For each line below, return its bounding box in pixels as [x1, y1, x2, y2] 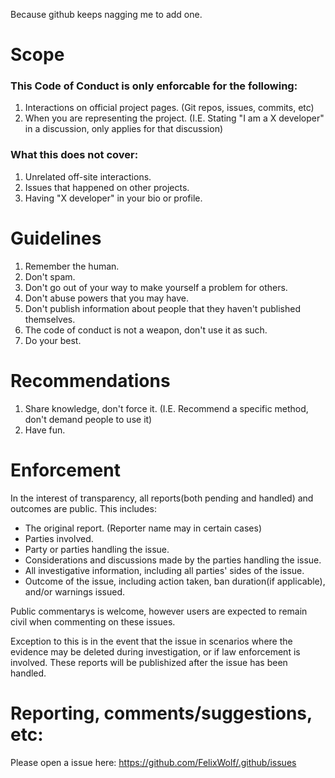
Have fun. [24, 424, 66, 436]
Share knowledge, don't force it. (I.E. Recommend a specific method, [24, 402, 309, 414]
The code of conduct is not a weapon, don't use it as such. [24, 324, 268, 336]
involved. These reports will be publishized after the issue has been [10, 656, 288, 668]
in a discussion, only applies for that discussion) [24, 123, 224, 135]
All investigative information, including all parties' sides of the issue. [24, 564, 305, 576]
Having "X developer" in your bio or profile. [24, 192, 203, 204]
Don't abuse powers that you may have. [24, 292, 190, 304]
